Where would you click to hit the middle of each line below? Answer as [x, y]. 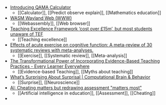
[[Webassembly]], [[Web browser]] [54, 23]
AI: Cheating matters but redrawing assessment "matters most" [76, 88]
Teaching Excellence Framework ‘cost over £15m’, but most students [81, 29]
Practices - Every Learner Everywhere [50, 66]
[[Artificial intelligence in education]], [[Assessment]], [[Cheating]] [87, 93]
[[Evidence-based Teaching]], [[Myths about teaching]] [75, 72]
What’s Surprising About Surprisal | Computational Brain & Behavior [80, 77]
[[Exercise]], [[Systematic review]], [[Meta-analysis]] [72, 56]
